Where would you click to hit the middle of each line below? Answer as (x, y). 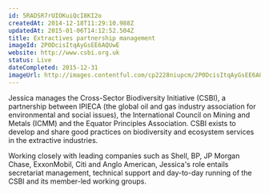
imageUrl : (25, 75)
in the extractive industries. (53, 140)
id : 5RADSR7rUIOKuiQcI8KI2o (55, 16)
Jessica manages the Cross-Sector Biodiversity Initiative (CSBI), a (117, 97)
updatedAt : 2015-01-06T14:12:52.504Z (71, 30)
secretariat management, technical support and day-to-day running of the (130, 172)
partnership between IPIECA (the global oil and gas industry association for (132, 106)
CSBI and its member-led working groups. (77, 181)
